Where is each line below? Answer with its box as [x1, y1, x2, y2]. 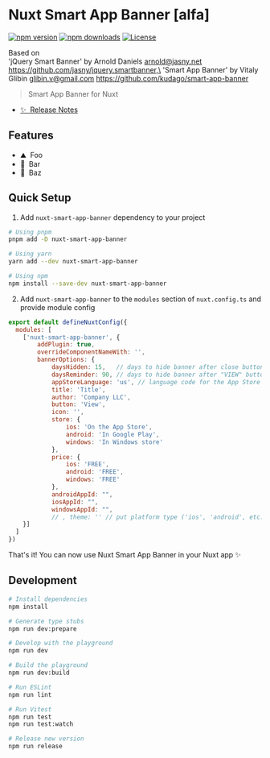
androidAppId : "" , [51, 490, 113, 499]
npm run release [8, 743, 63, 751]
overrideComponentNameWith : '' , [37, 348, 146, 356]
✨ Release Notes [19, 105, 79, 114]
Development [8, 574, 78, 587]
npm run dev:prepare [8, 624, 78, 633]
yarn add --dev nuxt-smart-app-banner [8, 258, 138, 266]
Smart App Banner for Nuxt [27, 89, 119, 98]
